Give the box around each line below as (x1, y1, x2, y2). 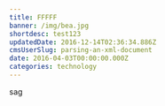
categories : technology (9, 63, 98, 72)
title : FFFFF (9, 12, 58, 22)
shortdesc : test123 (9, 29, 82, 38)
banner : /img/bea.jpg (9, 21, 90, 30)
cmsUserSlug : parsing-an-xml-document (9, 46, 153, 55)
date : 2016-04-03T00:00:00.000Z (9, 54, 129, 63)
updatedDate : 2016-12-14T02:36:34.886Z (9, 37, 157, 47)
